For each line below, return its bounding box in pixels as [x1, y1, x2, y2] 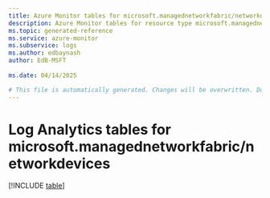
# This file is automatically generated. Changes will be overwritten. [8, 86, 253, 94]
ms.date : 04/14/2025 [8, 71, 78, 79]
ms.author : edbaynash [8, 49, 81, 57]
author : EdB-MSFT [8, 57, 67, 65]
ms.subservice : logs [8, 42, 78, 50]
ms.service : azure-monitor [8, 34, 99, 42]
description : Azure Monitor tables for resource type [8, 19, 193, 27]
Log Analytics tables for [8, 120, 171, 139]
